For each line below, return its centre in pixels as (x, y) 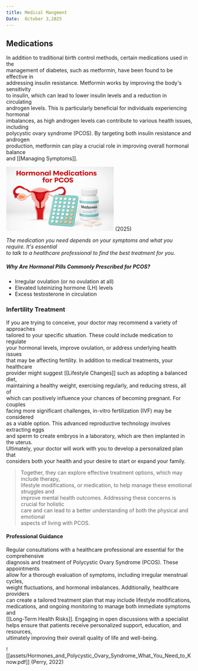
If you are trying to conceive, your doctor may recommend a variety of (92, 322)
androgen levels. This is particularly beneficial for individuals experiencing (97, 108)
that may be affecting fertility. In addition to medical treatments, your (90, 360)
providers (18, 593)
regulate (16, 341)
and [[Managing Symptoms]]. (42, 159)
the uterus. (19, 442)
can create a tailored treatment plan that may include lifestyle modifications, (99, 600)
